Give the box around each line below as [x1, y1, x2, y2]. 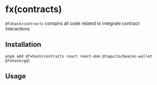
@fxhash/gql [5, 58, 30, 63]
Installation [5, 40, 41, 49]
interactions [5, 25, 30, 31]
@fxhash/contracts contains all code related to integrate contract [5, 20, 140, 26]
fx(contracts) [5, 4, 62, 15]
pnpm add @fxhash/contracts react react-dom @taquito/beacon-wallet [5, 54, 152, 59]
